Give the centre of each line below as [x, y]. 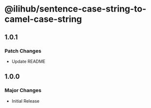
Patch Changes [23, 51]
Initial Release [25, 101]
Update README [28, 61]
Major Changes [23, 91]
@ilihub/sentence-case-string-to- [75, 9]
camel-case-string [43, 19]
